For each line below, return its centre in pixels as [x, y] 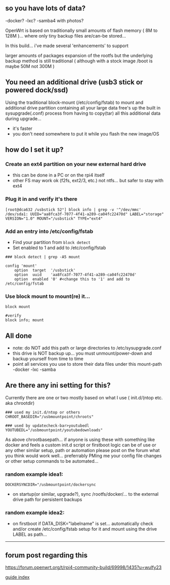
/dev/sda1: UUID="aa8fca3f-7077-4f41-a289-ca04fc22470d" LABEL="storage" [85, 214]
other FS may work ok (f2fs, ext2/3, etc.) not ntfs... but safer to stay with [88, 181]
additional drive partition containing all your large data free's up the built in [83, 108]
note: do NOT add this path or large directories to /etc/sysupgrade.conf [87, 348]
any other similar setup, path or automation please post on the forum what [82, 450]
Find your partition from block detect [52, 242]
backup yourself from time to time [48, 359]
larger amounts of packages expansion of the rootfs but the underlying [79, 55]
